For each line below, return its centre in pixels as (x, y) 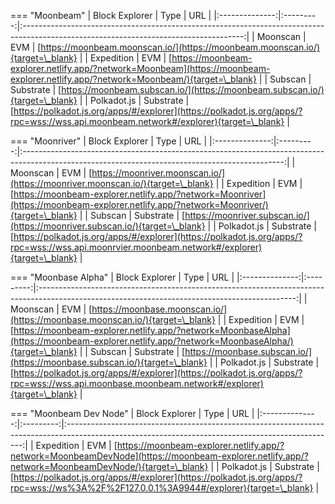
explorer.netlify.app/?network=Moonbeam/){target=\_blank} (133, 79)
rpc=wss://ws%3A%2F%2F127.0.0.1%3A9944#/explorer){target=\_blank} (162, 488)
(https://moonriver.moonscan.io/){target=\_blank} (112, 183)
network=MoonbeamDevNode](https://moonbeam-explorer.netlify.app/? (159, 456)
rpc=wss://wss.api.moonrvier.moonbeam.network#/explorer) (136, 247)
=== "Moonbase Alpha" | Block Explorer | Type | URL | (122, 277)
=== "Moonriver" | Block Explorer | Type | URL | (109, 141)
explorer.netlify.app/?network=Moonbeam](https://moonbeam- (140, 68)
